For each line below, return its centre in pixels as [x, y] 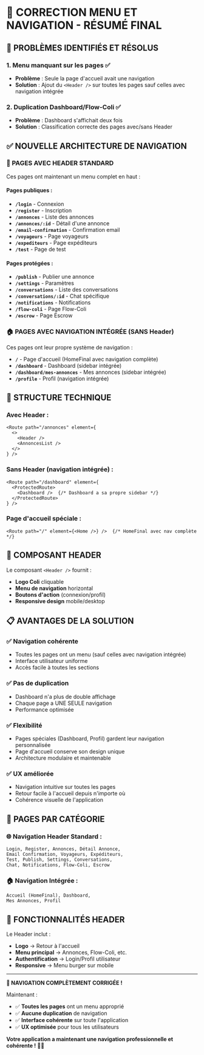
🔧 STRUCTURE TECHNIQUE [59, 397]
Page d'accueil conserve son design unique [70, 751]
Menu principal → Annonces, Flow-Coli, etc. [71, 953]
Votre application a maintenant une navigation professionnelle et [90, 1039]
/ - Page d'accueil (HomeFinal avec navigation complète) [87, 359]
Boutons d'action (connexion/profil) [60, 594]
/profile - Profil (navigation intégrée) [62, 378]
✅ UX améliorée [30, 774]
